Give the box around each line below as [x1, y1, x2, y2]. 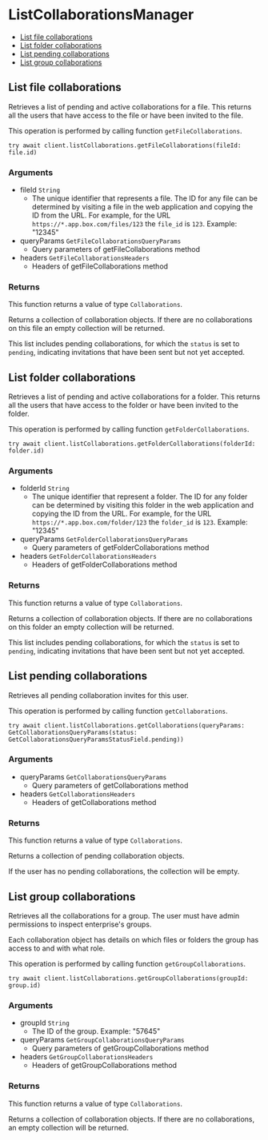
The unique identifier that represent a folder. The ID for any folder [31, 492, 248, 501]
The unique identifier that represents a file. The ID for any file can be [31, 193, 258, 203]
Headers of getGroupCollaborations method [31, 1061, 178, 1070]
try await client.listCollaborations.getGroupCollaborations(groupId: [8, 974, 249, 983]
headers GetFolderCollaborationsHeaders [19, 552, 158, 561]
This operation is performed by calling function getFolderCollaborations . [8, 425, 250, 434]
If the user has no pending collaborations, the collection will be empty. [8, 867, 240, 876]
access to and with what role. [8, 943, 106, 953]
